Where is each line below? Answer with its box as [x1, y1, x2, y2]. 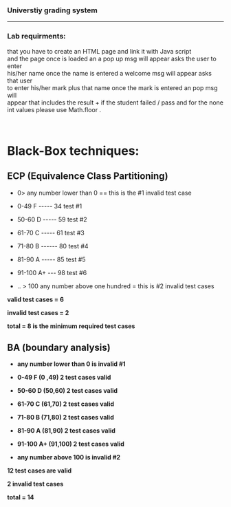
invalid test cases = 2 [7, 308, 69, 316]
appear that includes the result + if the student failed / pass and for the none [7, 98, 224, 107]
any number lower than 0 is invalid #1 [16, 360, 126, 368]
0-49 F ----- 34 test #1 [16, 202, 82, 210]
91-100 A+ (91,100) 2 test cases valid [16, 440, 125, 449]
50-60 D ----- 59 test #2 [16, 215, 87, 224]
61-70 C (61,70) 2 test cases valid [16, 400, 115, 408]
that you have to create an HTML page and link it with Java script [7, 47, 192, 55]
